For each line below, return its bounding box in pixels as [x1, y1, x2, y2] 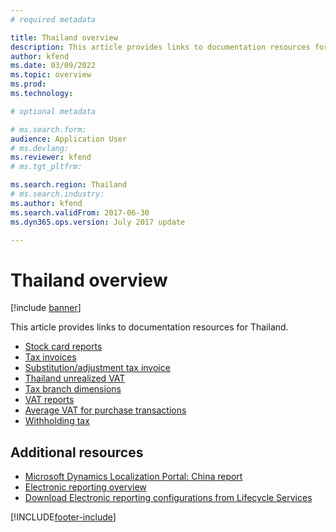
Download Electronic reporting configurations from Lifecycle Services [24, 492, 313, 504]
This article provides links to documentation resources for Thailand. [10, 321, 289, 333]
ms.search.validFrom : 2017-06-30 [10, 207, 150, 218]
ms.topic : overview [10, 70, 92, 80]
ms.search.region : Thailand [10, 180, 128, 190]
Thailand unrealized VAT [24, 372, 126, 385]
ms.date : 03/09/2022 [10, 61, 97, 71]
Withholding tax [24, 415, 90, 427]
